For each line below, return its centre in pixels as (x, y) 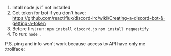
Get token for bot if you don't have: (49, 13)
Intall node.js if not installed (41, 7)
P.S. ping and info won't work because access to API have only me (75, 44)
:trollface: (15, 49)
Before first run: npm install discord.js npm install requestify (80, 29)
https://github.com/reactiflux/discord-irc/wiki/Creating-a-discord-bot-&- (89, 18)
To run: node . (27, 34)
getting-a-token (29, 23)
